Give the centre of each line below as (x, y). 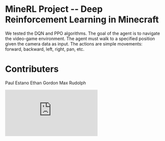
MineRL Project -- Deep (54, 9)
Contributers (32, 69)
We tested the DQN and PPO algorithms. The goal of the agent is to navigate (82, 33)
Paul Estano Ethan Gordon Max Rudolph (46, 83)
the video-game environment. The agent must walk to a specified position (80, 39)
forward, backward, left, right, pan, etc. (45, 49)
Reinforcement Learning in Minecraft (82, 20)
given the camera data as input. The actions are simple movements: (74, 44)
